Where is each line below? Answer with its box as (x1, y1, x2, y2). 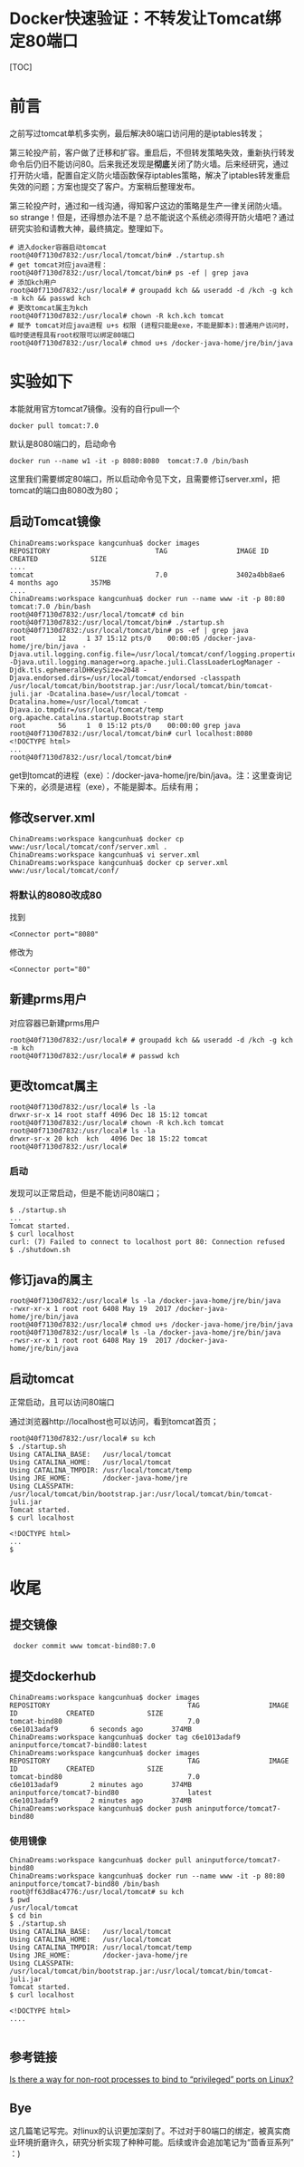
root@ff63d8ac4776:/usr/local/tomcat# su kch (9, 1888, 184, 1897)
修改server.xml (9, 811, 96, 826)
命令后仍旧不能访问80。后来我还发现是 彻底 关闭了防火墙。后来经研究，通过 (9, 158, 290, 169)
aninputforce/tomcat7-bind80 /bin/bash (9, 1880, 160, 1889)
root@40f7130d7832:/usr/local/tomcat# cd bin (9, 609, 184, 619)
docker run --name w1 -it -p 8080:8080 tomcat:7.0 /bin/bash (9, 456, 249, 465)
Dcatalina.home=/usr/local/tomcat (9, 697, 140, 706)
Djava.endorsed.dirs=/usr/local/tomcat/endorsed (9, 673, 196, 683)
